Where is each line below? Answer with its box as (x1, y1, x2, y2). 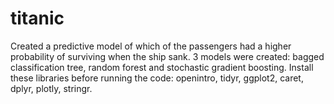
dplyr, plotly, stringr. (10, 82, 93, 94)
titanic (10, 7, 65, 30)
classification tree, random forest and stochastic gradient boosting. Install (10, 61, 314, 73)
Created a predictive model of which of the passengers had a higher (10, 40, 292, 52)
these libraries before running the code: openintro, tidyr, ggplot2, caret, (10, 72, 304, 84)
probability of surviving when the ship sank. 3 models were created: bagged (10, 50, 325, 62)
